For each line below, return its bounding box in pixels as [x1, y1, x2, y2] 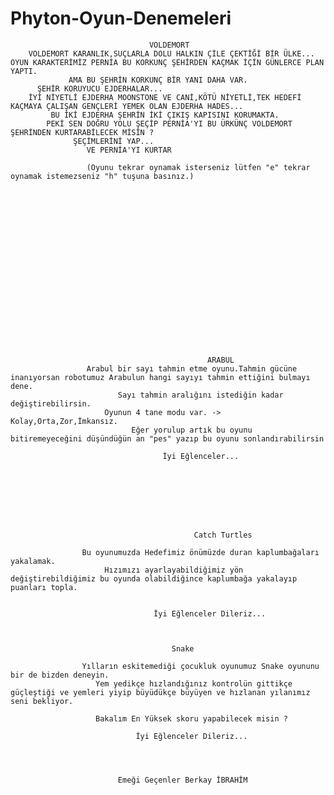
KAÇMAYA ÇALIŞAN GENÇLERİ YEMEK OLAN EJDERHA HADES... [10, 101, 244, 111]
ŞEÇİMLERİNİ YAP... [73, 136, 155, 146]
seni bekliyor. [10, 696, 74, 706]
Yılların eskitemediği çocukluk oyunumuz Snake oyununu [81, 661, 320, 671]
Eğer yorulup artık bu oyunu [131, 425, 253, 435]
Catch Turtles [193, 530, 253, 540]
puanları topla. [10, 582, 78, 592]
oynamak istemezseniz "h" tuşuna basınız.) [10, 171, 195, 181]
